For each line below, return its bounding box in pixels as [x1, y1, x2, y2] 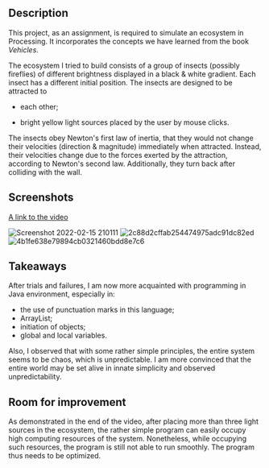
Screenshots [8, 191, 74, 205]
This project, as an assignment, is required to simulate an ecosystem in [8, 27, 244, 37]
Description [8, 6, 68, 20]
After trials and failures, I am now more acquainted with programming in [8, 281, 246, 291]
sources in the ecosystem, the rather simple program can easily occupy [8, 425, 246, 435]
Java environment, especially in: [8, 289, 115, 299]
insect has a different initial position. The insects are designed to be [8, 77, 234, 87]
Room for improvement [8, 395, 126, 409]
